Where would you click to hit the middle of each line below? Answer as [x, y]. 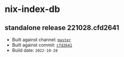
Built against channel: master [41, 39]
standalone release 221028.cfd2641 [62, 28]
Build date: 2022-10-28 [35, 50]
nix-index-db [32, 9]
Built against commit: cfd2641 [42, 45]
